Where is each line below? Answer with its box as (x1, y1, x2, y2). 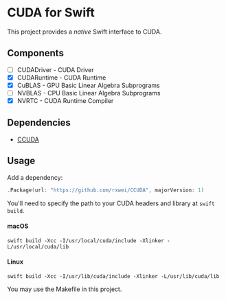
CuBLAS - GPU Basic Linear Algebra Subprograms (16, 81, 160, 89)
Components (7, 47, 64, 59)
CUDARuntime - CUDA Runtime (16, 73, 106, 82)
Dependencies (7, 117, 71, 128)
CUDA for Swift (7, 5, 95, 21)
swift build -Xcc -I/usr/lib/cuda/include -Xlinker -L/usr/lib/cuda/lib (7, 273, 220, 279)
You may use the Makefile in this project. (7, 285, 122, 293)
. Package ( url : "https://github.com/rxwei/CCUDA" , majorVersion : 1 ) (7, 187, 205, 194)
